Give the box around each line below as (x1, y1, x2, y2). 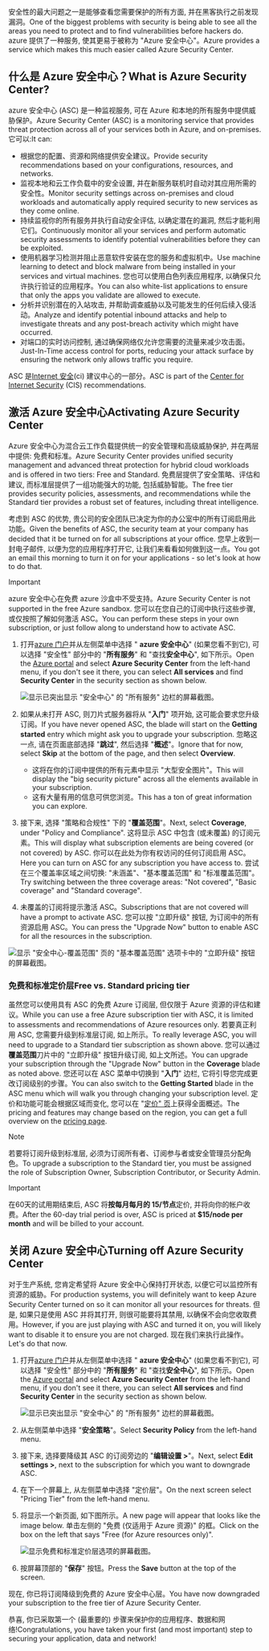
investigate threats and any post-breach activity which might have (19, 318, 239, 328)
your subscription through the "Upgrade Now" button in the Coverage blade (8, 1059, 261, 1068)
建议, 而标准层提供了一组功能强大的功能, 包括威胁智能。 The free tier (8, 479, 234, 489)
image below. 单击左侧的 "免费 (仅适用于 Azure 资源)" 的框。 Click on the (19, 1520, 259, 1530)
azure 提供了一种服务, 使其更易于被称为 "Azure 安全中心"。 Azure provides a (8, 35, 260, 45)
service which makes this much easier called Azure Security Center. (8, 45, 234, 54)
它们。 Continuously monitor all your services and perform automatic (19, 225, 247, 235)
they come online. (19, 206, 80, 215)
